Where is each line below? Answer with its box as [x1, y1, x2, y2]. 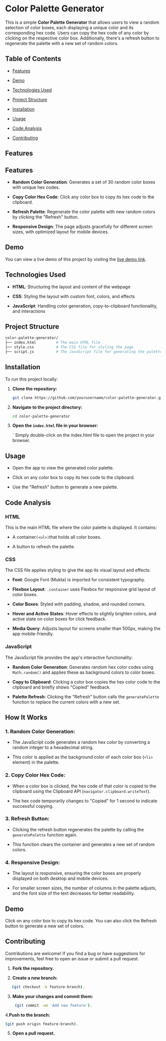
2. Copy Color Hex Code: [5, 772, 66, 779]
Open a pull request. [12, 1030, 55, 1036]
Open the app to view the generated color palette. [12, 465, 114, 471]
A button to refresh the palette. [12, 543, 76, 549]
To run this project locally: [5, 376, 58, 382]
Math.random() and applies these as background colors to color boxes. [12, 669, 156, 675]
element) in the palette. [12, 759, 60, 765]
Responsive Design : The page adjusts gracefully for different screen [12, 223, 153, 229]
